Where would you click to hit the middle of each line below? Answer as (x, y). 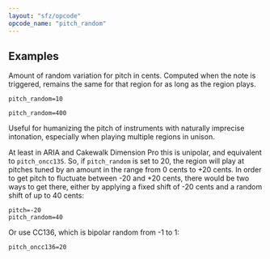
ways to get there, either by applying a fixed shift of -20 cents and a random (135, 187)
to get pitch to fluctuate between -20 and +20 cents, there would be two (129, 178)
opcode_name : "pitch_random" (57, 23)
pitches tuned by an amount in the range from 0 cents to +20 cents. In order (135, 170)
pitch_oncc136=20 (38, 248)
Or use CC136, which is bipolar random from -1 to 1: (94, 232)
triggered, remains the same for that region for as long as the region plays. (132, 84)
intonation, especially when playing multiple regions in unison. (112, 137)
